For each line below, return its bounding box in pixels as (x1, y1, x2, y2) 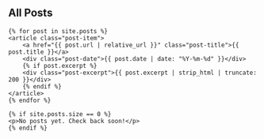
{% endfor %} (8, 96, 52, 104)
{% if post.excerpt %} (22, 62, 98, 69)
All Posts (8, 6, 53, 20)
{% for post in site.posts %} (8, 27, 109, 35)
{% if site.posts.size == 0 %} (8, 110, 112, 118)
